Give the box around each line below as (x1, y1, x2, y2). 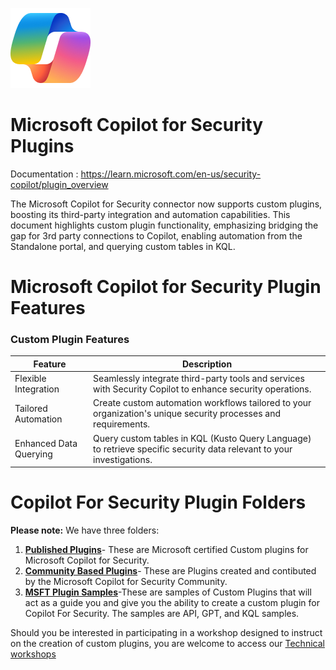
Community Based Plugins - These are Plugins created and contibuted (24, 565, 317, 577)
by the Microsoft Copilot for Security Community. (24, 576, 228, 588)
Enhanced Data (14, 438, 78, 450)
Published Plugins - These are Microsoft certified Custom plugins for (24, 544, 309, 556)
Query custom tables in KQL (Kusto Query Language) (93, 432, 312, 444)
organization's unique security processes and (93, 408, 282, 420)
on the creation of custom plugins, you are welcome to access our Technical (10, 638, 325, 650)
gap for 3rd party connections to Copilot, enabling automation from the (10, 229, 303, 242)
